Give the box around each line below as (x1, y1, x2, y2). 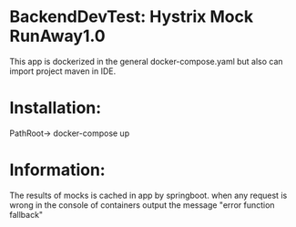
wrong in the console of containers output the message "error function (9, 199, 275, 211)
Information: (9, 160, 107, 181)
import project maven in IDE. (9, 66, 117, 77)
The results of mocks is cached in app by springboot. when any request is (9, 190, 288, 201)
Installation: (9, 98, 102, 119)
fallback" (9, 209, 44, 220)
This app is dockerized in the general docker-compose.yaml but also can (9, 56, 284, 67)
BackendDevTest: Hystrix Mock (9, 6, 253, 27)
